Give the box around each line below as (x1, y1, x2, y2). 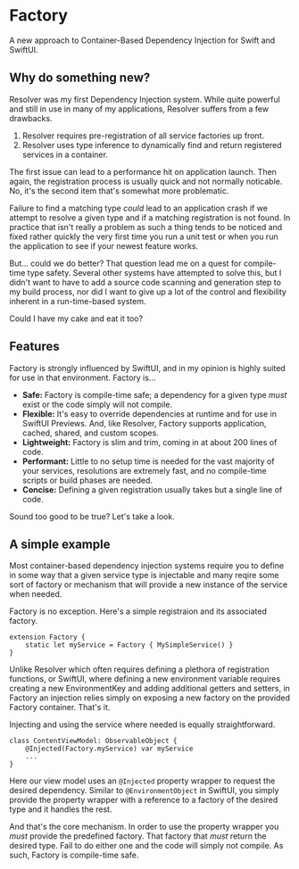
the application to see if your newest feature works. (9, 240, 199, 251)
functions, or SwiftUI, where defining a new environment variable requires (9, 674, 281, 684)
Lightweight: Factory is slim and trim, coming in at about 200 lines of (21, 436, 278, 447)
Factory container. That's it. (9, 702, 111, 713)
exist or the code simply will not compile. (21, 399, 173, 410)
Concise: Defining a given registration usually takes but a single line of (21, 484, 283, 495)
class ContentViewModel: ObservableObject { (9, 737, 178, 746)
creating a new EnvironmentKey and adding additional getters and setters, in (9, 683, 290, 694)
